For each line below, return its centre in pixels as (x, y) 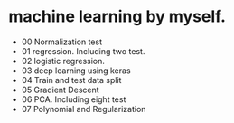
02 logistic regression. (63, 61)
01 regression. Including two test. (83, 51)
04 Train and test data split (71, 80)
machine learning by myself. (117, 17)
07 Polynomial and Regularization (84, 109)
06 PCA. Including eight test (74, 99)
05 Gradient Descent (61, 90)
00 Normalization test (62, 42)
